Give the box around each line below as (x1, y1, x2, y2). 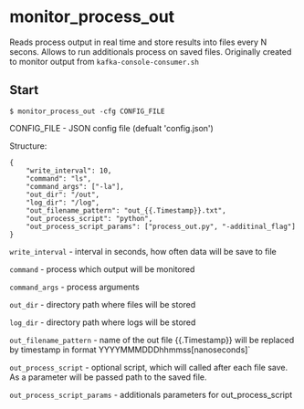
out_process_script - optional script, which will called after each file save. (9, 362, 288, 372)
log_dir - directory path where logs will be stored (9, 317, 196, 328)
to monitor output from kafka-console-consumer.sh (9, 56, 199, 67)
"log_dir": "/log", (26, 198, 100, 207)
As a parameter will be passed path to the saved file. (9, 372, 207, 383)
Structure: (9, 140, 47, 152)
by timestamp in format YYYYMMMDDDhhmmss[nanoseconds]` (9, 344, 251, 355)
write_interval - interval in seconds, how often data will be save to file (9, 246, 277, 257)
